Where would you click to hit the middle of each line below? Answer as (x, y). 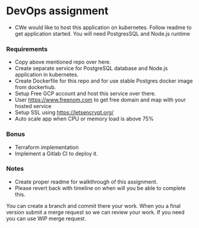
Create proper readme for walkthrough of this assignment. (86, 182)
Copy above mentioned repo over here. (63, 62)
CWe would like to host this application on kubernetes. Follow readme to (103, 27)
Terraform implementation (47, 147)
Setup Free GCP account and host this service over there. (85, 94)
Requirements (27, 49)
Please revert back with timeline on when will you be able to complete (100, 188)
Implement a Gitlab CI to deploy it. (56, 153)
